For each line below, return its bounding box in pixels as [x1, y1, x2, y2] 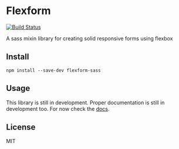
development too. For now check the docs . [6, 105, 110, 112]
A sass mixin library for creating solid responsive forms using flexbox [6, 35, 173, 42]
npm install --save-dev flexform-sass [6, 67, 101, 73]
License [6, 122, 36, 132]
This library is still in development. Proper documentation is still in [6, 99, 165, 106]
